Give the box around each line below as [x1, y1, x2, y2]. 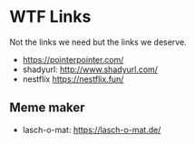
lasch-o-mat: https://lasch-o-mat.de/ [22, 124, 161, 135]
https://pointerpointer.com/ [22, 54, 124, 65]
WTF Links [9, 6, 92, 27]
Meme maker [9, 100, 85, 116]
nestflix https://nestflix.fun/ [22, 73, 124, 84]
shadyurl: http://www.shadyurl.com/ [22, 64, 159, 75]
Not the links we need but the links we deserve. [9, 36, 188, 47]
